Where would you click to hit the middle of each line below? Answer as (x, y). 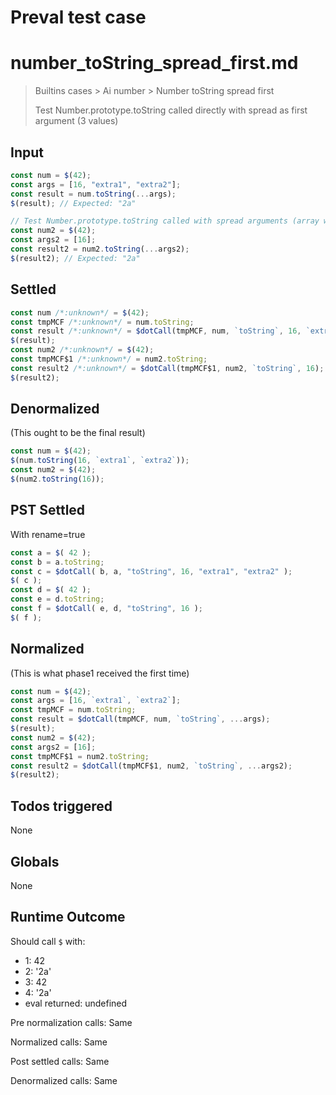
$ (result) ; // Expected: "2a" (73, 203)
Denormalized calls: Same (64, 1080)
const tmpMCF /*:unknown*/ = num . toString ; (102, 322)
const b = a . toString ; (57, 562)
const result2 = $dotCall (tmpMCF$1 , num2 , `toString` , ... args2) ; (151, 766)
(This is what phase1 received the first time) (100, 673)
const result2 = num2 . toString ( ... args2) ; (100, 249)
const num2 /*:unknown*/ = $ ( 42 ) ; (82, 350)
